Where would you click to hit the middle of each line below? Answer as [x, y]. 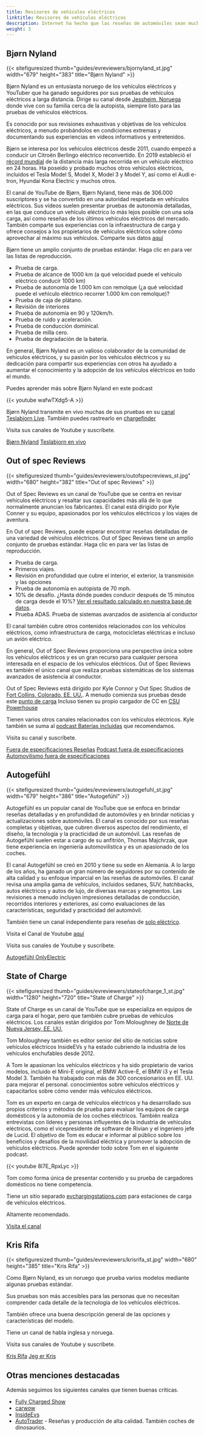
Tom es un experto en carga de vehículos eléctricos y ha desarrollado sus [99, 1102]
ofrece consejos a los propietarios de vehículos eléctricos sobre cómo [94, 232]
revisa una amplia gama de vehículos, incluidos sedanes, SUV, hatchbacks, [100, 884]
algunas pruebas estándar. [39, 1284]
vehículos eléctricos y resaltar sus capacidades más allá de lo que [89, 500]
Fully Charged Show [40, 1402]
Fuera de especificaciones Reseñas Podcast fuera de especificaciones [95, 749]
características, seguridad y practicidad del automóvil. [74, 910]
